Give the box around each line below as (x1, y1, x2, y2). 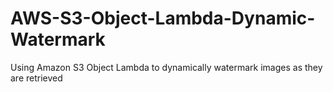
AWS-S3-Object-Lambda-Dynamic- (10, 7, 316, 30)
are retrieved (10, 72, 63, 84)
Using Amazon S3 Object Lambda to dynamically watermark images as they (10, 61, 323, 73)
